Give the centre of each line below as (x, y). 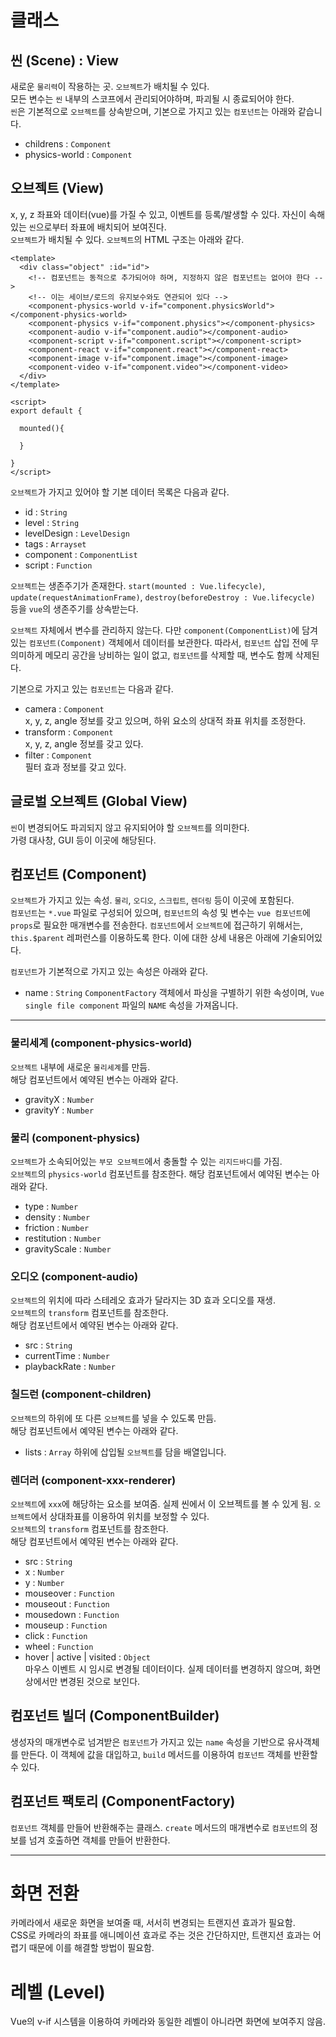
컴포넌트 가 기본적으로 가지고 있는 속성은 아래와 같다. (109, 972)
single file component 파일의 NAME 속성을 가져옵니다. (131, 1005)
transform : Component (69, 732)
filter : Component (58, 755)
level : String (52, 522)
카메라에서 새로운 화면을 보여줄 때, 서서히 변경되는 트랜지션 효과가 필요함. (153, 1923)
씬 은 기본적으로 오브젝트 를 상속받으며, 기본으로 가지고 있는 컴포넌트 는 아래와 (153, 111)
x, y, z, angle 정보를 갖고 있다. (84, 743)
